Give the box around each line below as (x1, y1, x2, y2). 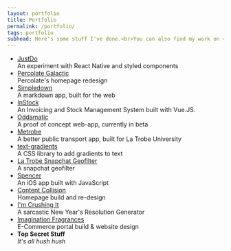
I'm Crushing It (16, 201, 60, 209)
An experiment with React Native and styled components (16, 62, 179, 70)
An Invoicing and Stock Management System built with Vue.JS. (16, 106, 196, 114)
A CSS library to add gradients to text (16, 149, 123, 158)
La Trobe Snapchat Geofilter (16, 157, 98, 165)
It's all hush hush (16, 237, 66, 245)
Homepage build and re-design (16, 193, 107, 201)
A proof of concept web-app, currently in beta (16, 120, 148, 129)
